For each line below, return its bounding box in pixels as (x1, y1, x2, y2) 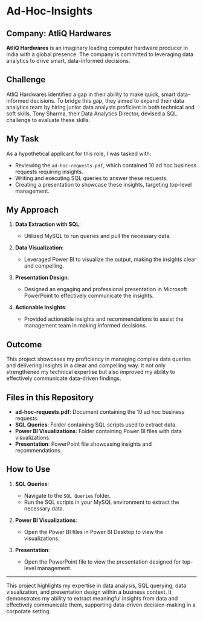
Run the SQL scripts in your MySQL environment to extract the (24, 498, 179, 506)
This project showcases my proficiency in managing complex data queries (6, 355, 192, 363)
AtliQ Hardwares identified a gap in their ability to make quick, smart (6, 91, 176, 98)
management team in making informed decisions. (24, 322, 147, 329)
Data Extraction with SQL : (14, 220, 81, 228)
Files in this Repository (6, 392, 94, 402)
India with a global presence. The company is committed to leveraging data (6, 51, 194, 58)
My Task (6, 134, 39, 144)
